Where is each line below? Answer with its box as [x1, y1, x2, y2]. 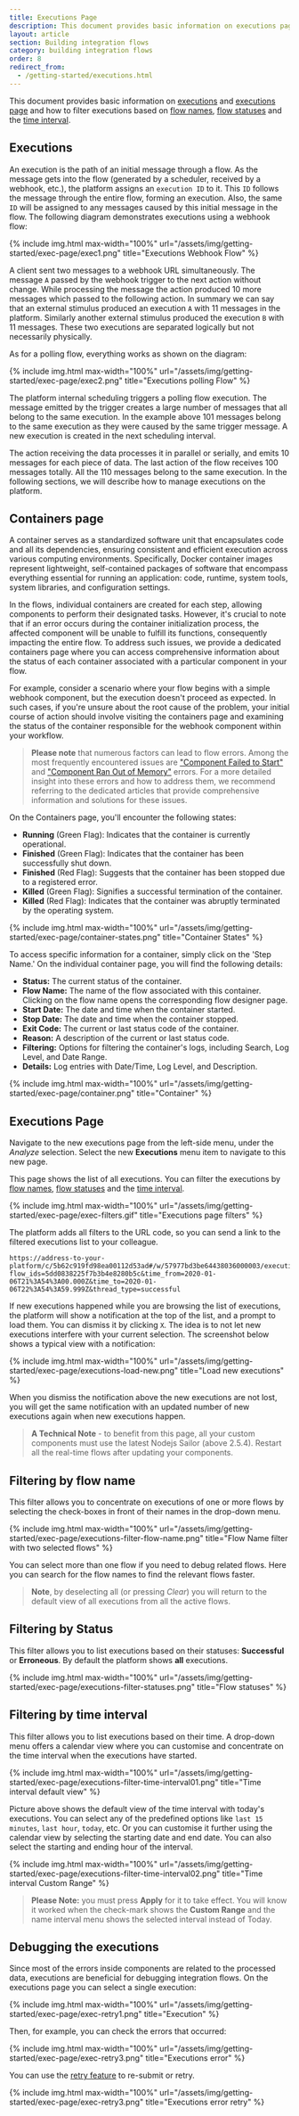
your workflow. [9, 730, 64, 741]
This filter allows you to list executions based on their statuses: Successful [9, 1645, 285, 1656]
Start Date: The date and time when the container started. [21, 1005, 236, 1015]
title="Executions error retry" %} [145, 2096, 265, 2108]
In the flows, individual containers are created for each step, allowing [9, 599, 263, 611]
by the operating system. [21, 906, 114, 916]
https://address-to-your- [9, 1254, 105, 1263]
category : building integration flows [9, 46, 153, 55]
